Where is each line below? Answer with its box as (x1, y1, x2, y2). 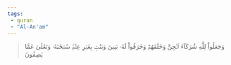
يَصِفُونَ (24, 50, 44, 59)
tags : (7, 10, 23, 17)
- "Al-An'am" (10, 23, 49, 30)
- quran (10, 17, 33, 24)
